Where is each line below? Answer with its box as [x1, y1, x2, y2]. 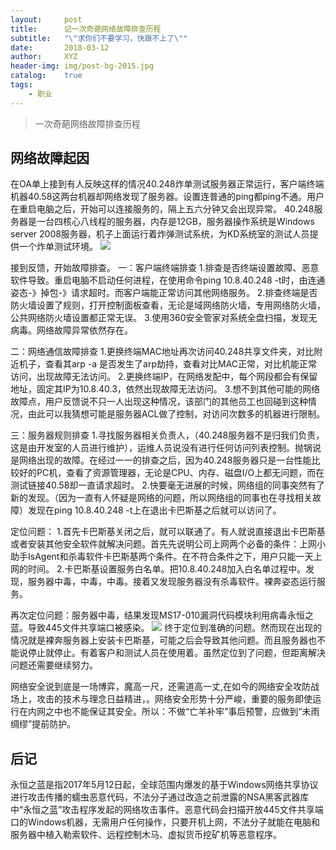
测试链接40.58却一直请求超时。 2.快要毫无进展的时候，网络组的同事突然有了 [10, 479, 325, 491]
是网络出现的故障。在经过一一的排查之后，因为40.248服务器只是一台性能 [10, 454, 312, 466]
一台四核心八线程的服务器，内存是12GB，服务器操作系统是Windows [36, 216, 315, 228]
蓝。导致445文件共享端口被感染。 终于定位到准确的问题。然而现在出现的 [10, 622, 323, 634]
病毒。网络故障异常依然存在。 [10, 324, 133, 336]
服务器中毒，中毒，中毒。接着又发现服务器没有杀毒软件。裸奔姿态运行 [27, 576, 317, 588]
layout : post [10, 14, 83, 25]
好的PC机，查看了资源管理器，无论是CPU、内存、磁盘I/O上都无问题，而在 [18, 467, 325, 479]
